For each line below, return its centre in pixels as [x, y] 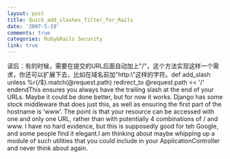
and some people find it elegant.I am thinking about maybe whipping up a [111, 134]
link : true [23, 45]
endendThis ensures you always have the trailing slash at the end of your [111, 89]
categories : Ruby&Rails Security [55, 39]
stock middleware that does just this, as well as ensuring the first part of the [114, 104]
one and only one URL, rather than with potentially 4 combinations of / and [113, 119]
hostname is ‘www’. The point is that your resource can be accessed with [111, 112]
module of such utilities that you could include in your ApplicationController [114, 141]
